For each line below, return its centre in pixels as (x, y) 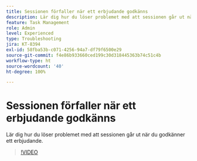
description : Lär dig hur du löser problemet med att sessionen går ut (95, 17)
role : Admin (21, 28)
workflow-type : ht (28, 61)
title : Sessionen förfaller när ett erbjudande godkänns (77, 11)
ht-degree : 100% (26, 72)
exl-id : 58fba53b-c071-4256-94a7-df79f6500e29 (64, 50)
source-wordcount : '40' (35, 66)
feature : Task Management (38, 22)
